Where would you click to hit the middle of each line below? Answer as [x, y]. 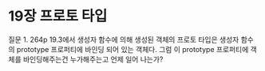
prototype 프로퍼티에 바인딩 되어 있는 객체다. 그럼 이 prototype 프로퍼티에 [132, 49]
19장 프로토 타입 [58, 16]
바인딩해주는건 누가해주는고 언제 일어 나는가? [93, 59]
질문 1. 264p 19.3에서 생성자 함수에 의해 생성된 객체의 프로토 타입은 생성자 [124, 39]
